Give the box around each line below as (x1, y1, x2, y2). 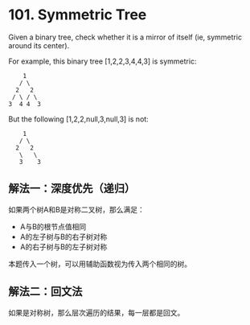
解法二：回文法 (8, 285, 83, 298)
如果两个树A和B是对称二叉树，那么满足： (8, 204, 145, 214)
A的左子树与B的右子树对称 (19, 232, 108, 241)
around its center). (8, 40, 70, 50)
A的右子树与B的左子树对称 (19, 241, 108, 251)
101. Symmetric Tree (8, 6, 147, 24)
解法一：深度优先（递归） (8, 182, 135, 195)
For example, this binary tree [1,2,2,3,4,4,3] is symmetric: (8, 56, 197, 66)
